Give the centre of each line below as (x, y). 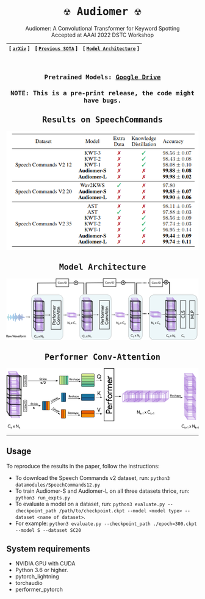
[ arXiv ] (20, 48)
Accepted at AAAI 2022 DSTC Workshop (103, 35)
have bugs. (103, 100)
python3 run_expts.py (42, 498)
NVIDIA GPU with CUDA (45, 564)
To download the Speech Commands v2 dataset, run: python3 (92, 477)
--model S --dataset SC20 (48, 530)
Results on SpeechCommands (103, 120)
